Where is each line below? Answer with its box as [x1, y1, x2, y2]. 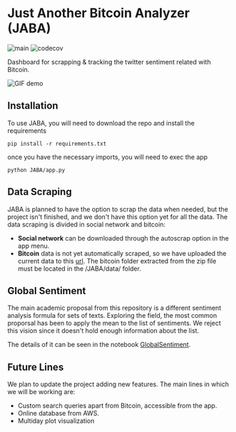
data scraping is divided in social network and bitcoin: [7, 220, 166, 228]
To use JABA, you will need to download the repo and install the [7, 119, 195, 127]
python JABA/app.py [7, 166, 66, 174]
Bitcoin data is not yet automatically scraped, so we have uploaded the [17, 248, 227, 258]
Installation [7, 100, 58, 112]
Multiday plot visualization [17, 416, 95, 426]
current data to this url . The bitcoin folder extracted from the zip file [17, 256, 217, 265]
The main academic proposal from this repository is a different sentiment [7, 303, 222, 312]
